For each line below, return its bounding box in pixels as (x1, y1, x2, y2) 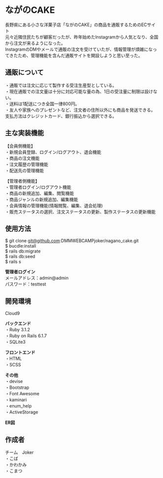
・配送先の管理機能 (5, 167, 44, 173)
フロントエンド (5, 350, 35, 355)
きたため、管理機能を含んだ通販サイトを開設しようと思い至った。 (9, 52, 143, 58)
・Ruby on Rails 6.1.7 (5, 333, 47, 339)
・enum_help (5, 403, 32, 409)
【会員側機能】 (5, 143, 35, 149)
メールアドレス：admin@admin (5, 275, 69, 281)
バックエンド (5, 320, 31, 326)
